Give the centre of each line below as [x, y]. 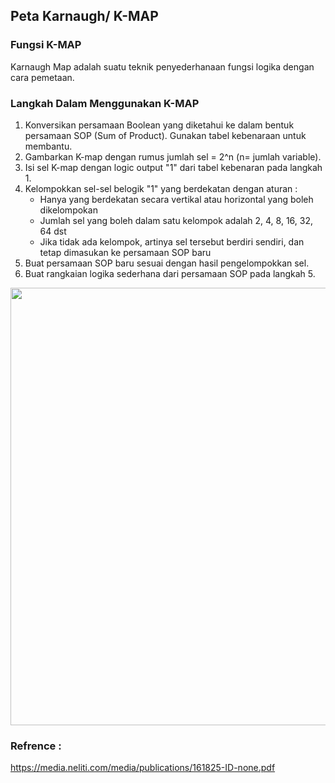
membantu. [48, 146]
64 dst [53, 231]
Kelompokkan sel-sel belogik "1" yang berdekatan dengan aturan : [161, 188]
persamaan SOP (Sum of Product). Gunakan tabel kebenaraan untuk [165, 135]
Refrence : [36, 746]
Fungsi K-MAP [46, 45]
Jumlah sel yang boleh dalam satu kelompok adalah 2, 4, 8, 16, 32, [176, 220]
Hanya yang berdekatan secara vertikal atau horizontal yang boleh [176, 199]
